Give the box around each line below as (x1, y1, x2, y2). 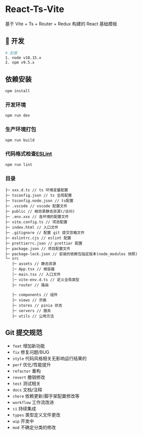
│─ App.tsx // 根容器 (12, 266, 55, 271)
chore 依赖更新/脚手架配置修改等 (12, 393, 80, 399)
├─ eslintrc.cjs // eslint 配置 (5, 235, 71, 240)
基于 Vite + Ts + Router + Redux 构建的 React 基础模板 (5, 21, 117, 27)
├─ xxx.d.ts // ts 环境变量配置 (5, 187, 69, 193)
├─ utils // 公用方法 (12, 314, 54, 319)
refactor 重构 (12, 368, 41, 374)
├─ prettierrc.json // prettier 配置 (5, 241, 83, 246)
